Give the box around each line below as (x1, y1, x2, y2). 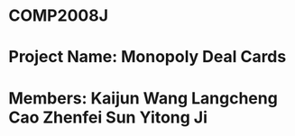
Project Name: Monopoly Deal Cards (8, 47, 287, 68)
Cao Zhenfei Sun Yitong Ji (8, 107, 208, 127)
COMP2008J (8, 5, 109, 26)
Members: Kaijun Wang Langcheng (8, 87, 279, 108)
